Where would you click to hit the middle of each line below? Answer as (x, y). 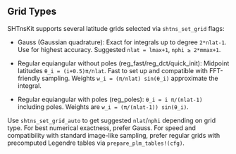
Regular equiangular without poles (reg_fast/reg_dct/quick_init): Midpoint (123, 63)
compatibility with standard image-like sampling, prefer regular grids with (114, 135)
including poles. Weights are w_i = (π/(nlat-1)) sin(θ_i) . (103, 107)
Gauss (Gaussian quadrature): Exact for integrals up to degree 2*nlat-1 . (122, 42)
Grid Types (32, 12)
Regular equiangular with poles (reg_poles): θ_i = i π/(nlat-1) (110, 99)
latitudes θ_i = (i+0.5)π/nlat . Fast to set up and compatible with (112, 70)
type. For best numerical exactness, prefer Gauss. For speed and (101, 128)
